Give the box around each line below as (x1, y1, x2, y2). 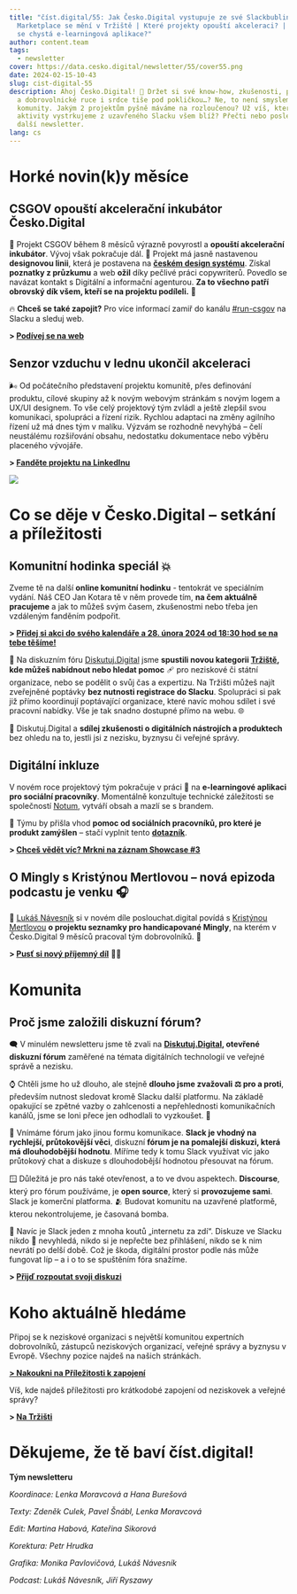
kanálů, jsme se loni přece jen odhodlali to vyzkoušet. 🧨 (9, 1110, 211, 1121)
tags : (9, 46, 29, 55)
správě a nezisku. (9, 1061, 73, 1072)
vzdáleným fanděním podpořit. (9, 610, 121, 621)
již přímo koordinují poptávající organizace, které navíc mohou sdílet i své (9, 696, 276, 706)
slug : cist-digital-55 (9, 79, 93, 88)
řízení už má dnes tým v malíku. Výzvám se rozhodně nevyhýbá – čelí (9, 421, 263, 432)
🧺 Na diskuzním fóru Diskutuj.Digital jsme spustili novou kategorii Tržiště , (9, 654, 280, 665)
